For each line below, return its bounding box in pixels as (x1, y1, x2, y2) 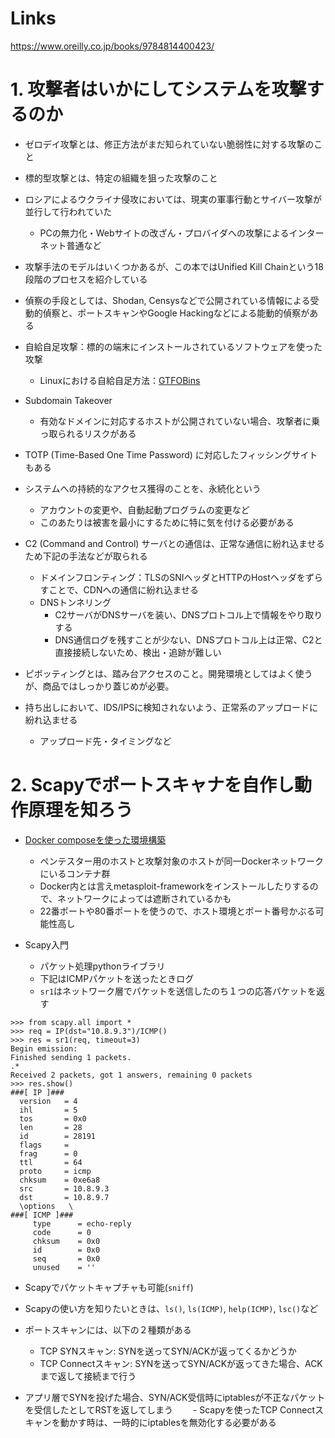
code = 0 (32, 1227, 92, 1237)
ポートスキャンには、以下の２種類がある (24, 1323, 192, 1336)
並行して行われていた (24, 205, 113, 217)
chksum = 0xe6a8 (19, 1175, 101, 1185)
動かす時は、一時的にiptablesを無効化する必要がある (59, 1416, 277, 1428)
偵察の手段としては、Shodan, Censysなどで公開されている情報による (24, 294, 311, 306)
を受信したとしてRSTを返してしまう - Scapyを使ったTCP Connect (24, 1403, 316, 1416)
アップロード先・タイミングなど (39, 735, 172, 747)
